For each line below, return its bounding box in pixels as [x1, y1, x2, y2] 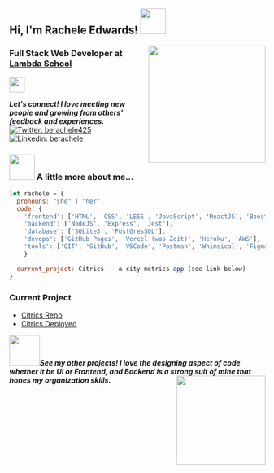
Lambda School [9, 58, 72, 69]
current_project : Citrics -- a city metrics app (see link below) [16, 265, 246, 273]
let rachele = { [9, 189, 64, 198]
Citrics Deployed [20, 318, 77, 328]
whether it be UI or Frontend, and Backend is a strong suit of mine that [9, 366, 251, 376]
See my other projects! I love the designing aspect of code [40, 357, 241, 367]
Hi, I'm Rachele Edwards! [9, 24, 138, 37]
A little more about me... [36, 171, 134, 182]
